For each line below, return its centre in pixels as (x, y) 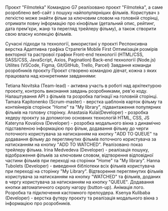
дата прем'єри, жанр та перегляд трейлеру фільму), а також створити (81, 29)
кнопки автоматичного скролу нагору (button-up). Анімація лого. (75, 187)
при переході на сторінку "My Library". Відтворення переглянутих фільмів (84, 171)
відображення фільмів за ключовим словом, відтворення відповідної (79, 155)
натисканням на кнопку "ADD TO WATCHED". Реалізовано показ (74, 145)
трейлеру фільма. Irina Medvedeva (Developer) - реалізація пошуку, (77, 150)
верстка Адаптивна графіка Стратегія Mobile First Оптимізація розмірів (81, 49)
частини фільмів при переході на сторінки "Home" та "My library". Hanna (83, 160)
